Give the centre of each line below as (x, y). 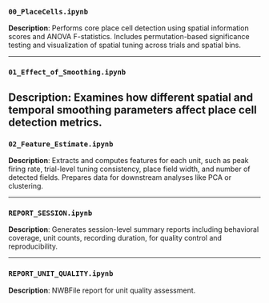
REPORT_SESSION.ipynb (50, 213)
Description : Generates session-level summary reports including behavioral (134, 229)
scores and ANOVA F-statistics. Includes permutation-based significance (129, 37)
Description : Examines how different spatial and (131, 97)
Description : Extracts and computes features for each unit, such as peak (129, 160)
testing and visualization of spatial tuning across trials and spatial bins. (125, 45)
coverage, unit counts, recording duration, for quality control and (115, 238)
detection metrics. (55, 122)
